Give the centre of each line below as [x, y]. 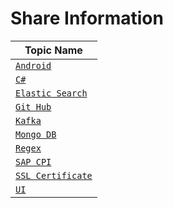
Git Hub [33, 106]
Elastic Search [51, 93]
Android [33, 65]
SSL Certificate [54, 175]
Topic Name [53, 50]
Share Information [87, 18]
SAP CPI [33, 161]
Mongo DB [36, 134]
